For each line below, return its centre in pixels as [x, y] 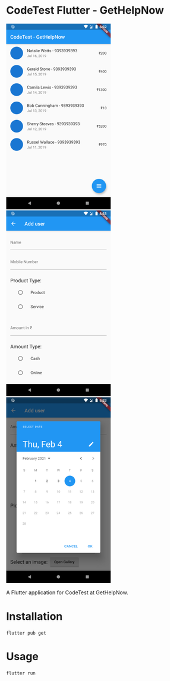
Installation [34, 617]
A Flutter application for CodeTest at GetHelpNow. [67, 592]
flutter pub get [26, 633]
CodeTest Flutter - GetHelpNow [85, 10]
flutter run [21, 673]
